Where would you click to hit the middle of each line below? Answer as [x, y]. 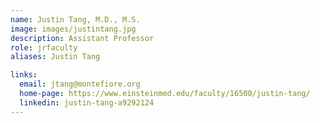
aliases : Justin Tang [55, 57]
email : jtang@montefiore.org [80, 84]
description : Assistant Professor [82, 38]
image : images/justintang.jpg [73, 29]
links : [24, 75]
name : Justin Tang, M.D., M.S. [75, 19]
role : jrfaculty [44, 47]
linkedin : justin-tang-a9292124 [87, 102]
